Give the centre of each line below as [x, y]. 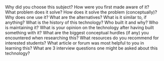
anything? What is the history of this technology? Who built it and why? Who [82, 22]
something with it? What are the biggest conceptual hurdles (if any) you [77, 33]
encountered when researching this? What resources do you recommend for [82, 38]
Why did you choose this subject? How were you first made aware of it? [77, 7]
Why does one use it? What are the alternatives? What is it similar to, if [76, 17]
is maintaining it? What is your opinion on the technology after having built [80, 28]
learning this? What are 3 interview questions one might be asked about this [81, 48]
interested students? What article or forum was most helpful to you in [74, 43]
